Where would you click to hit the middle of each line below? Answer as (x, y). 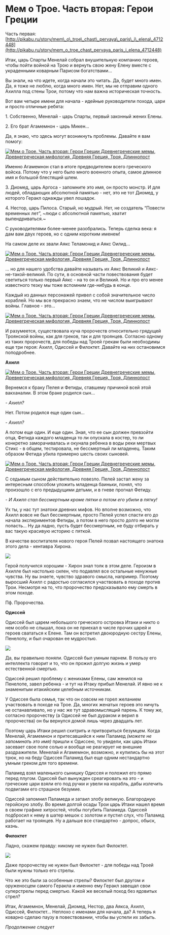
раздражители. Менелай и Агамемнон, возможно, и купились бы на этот (85, 752)
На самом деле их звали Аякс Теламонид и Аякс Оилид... (68, 244)
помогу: (14, 141)
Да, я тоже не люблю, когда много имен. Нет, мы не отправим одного (82, 86)
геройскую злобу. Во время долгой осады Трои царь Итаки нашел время (85, 804)
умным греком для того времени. (42, 763)
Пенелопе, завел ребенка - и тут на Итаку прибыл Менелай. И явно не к (84, 684)
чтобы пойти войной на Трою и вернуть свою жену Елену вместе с (78, 65)
